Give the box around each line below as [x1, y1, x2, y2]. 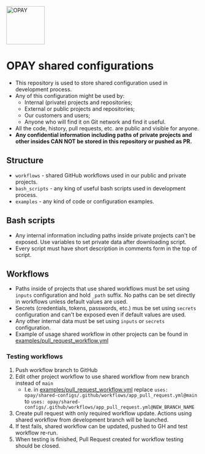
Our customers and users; [24, 111, 91, 119]
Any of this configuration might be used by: [15, 92, 125, 99]
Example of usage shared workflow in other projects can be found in [15, 330, 188, 338]
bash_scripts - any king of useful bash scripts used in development [15, 184, 186, 192]
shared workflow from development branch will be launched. [15, 416, 169, 423]
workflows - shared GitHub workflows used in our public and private [15, 171, 187, 179]
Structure [6, 155, 44, 166]
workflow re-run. [15, 429, 58, 436]
